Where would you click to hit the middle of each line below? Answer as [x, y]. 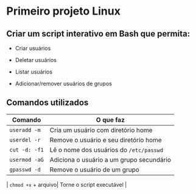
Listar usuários [34, 72]
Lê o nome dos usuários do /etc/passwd [106, 150]
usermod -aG [27, 160]
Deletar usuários [36, 60]
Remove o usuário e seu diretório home [106, 140]
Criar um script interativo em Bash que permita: [98, 34]
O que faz [110, 120]
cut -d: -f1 [27, 150]
